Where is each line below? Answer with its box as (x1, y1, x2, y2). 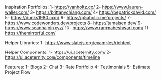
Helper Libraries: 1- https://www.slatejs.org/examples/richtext (5, 40, 131, 46)
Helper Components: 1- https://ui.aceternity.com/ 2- (5, 49, 111, 55)
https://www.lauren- (102, 4, 143, 10)
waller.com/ (5, 9, 29, 15)
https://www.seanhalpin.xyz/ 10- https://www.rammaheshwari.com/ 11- (5, 25, 150, 31)
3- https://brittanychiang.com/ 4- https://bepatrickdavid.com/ (30, 9, 156, 15)
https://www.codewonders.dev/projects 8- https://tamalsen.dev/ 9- (5, 20, 143, 26)
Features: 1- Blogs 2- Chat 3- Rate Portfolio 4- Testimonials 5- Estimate (5, 64, 151, 70)
